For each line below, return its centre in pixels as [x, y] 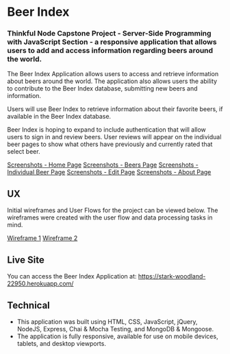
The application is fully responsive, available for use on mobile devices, [117, 336]
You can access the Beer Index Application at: [72, 276]
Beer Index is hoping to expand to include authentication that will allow [107, 130]
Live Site [26, 260]
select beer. [24, 152]
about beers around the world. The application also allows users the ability [112, 81]
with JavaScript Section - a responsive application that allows [112, 42]
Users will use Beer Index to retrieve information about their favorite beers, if [115, 109]
